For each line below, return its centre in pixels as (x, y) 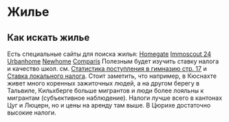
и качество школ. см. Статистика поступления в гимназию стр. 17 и (107, 69)
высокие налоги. (32, 112)
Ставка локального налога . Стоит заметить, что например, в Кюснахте (112, 76)
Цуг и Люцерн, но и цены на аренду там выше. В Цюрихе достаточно (109, 105)
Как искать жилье (48, 38)
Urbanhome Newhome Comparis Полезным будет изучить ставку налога (113, 61)
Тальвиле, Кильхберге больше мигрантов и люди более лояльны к (106, 91)
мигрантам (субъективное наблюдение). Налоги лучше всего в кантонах (115, 98)
